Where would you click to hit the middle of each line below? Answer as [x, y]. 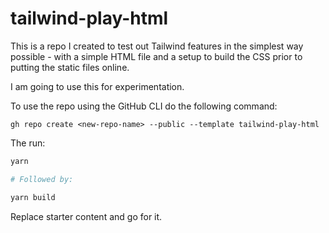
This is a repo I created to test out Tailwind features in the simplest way [157, 46]
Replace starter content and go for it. [86, 216]
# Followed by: [42, 179]
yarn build [33, 197]
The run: [28, 143]
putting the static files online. [70, 67]
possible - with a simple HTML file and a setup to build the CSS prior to [156, 56]
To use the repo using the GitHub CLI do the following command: [144, 106]
